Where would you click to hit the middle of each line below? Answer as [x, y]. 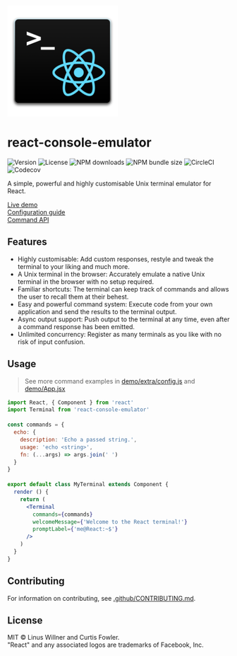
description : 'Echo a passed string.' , [79, 439]
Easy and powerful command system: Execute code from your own [115, 304]
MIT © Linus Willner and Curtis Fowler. [63, 638]
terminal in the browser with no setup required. [85, 282]
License [25, 621]
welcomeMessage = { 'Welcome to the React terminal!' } [110, 522]
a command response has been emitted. [76, 326]
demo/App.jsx [45, 389]
